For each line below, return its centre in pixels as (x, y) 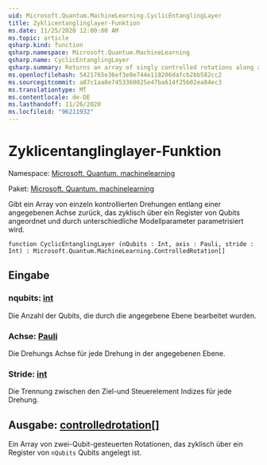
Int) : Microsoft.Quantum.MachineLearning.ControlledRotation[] (117, 251)
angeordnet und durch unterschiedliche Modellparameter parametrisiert (126, 221)
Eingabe (29, 275)
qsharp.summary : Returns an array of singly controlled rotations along (131, 68)
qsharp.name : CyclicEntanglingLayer (69, 61)
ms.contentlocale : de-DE (49, 97)
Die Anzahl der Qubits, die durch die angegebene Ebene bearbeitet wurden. (132, 315)
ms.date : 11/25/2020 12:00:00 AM (64, 30)
